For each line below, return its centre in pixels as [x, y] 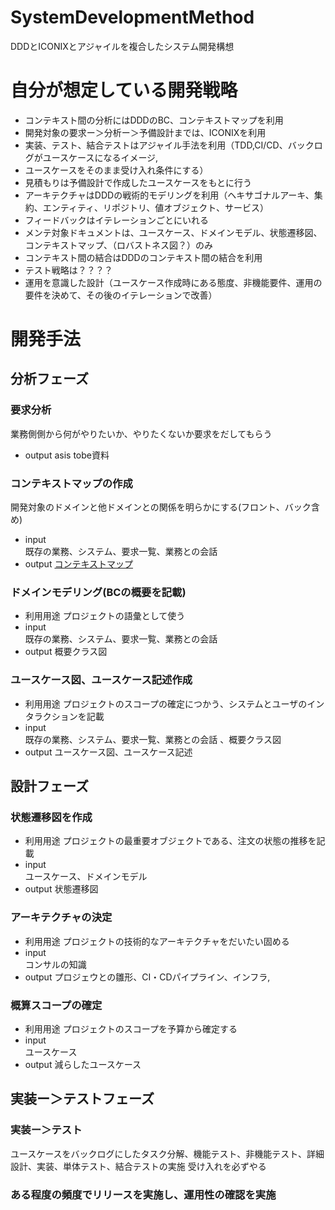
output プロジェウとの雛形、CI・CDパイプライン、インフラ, [147, 977]
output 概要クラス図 [66, 652]
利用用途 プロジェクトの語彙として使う [105, 616]
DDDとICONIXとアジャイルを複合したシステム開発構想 [122, 46]
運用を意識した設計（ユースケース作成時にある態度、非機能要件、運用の [173, 282]
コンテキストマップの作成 [71, 483]
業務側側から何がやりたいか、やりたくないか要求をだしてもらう [141, 433]
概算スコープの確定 [56, 1005]
